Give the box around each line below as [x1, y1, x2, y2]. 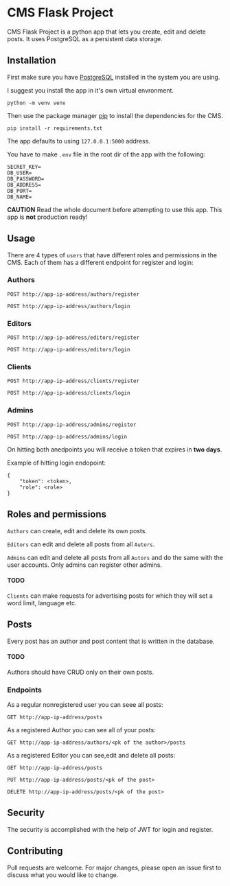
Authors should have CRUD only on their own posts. [7, 668, 154, 676]
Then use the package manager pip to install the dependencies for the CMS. [7, 111, 223, 119]
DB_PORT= [7, 187, 32, 194]
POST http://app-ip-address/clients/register [7, 377, 139, 385]
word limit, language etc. [7, 598, 77, 607]
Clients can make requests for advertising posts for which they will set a [7, 592, 213, 600]
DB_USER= [7, 170, 32, 176]
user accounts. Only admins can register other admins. [7, 561, 163, 569]
